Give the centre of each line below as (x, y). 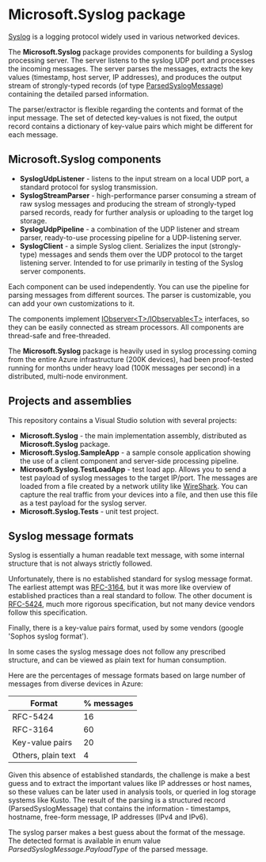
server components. (52, 271)
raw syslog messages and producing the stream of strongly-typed (127, 204)
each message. (33, 134)
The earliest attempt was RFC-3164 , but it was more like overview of (120, 587)
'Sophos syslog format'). (48, 636)
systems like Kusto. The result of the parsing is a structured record (117, 800)
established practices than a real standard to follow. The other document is (130, 596)
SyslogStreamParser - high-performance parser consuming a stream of (138, 195)
